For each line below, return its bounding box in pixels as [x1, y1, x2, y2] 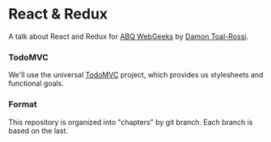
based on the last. [8, 126, 69, 136]
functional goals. [8, 78, 65, 89]
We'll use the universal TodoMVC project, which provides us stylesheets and [8, 70, 264, 80]
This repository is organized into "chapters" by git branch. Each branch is [8, 117, 253, 127]
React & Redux [8, 5, 108, 23]
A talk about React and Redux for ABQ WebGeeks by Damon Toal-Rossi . [8, 31, 249, 41]
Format [8, 98, 38, 110]
